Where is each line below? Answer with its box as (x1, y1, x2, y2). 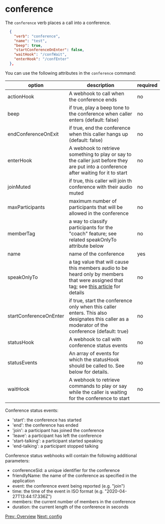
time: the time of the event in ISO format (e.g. (12, 488, 104, 494)
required (137, 82, 158, 88)
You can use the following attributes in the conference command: (5, 70, 137, 76)
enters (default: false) (68, 116, 119, 123)
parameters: (5, 458, 30, 464)
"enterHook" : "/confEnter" (14, 57, 69, 62)
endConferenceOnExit (7, 130, 59, 137)
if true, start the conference (68, 297, 133, 304)
